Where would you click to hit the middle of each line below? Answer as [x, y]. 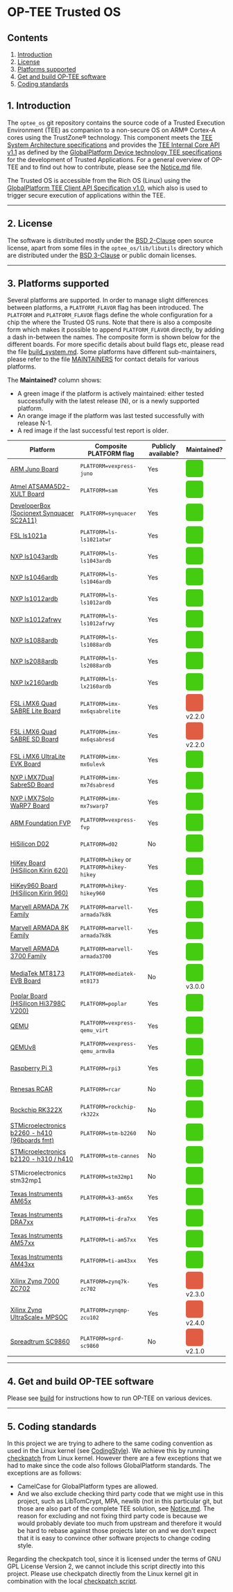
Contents [28, 38]
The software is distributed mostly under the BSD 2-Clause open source [110, 240]
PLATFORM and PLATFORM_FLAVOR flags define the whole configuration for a [110, 315]
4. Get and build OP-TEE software [81, 1381]
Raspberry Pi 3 [32, 1068]
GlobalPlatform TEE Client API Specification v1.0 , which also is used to [107, 188]
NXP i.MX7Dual [32, 778]
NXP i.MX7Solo [32, 798]
